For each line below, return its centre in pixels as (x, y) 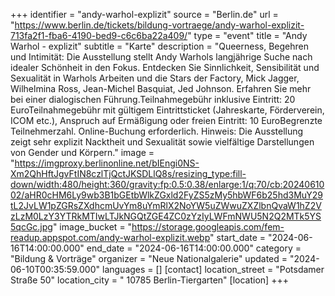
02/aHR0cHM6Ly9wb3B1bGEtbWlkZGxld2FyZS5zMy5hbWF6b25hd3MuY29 (166, 195)
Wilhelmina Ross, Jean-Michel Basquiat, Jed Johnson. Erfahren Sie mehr (161, 88)
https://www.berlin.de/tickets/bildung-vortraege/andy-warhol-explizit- (159, 25)
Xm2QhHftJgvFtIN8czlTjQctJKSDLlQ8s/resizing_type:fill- (128, 173)
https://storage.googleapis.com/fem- (208, 227)
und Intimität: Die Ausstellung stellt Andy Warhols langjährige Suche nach (161, 57)
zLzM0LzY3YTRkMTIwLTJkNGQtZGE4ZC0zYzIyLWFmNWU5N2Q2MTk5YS (166, 216)
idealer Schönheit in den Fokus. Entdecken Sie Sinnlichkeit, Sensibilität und (165, 67)
